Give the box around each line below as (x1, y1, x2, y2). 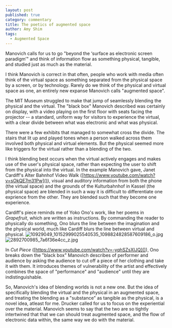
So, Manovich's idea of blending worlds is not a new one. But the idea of (5, 284, 159, 290)
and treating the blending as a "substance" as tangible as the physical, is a (5, 295, 163, 301)
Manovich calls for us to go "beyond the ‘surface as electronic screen (5, 50, 152, 57)
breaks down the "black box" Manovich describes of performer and (5, 252, 148, 258)
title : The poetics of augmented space (5, 22, 91, 27)
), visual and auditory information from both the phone (47, 177, 162, 184)
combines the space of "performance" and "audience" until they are (5, 268, 150, 275)
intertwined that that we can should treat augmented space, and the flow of (5, 311, 165, 317)
